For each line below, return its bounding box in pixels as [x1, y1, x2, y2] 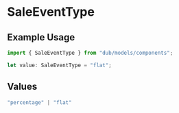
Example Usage [7, 32, 75, 43]
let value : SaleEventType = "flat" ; [7, 62, 112, 68]
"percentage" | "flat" [7, 99, 72, 106]
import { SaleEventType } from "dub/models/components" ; [7, 49, 174, 56]
